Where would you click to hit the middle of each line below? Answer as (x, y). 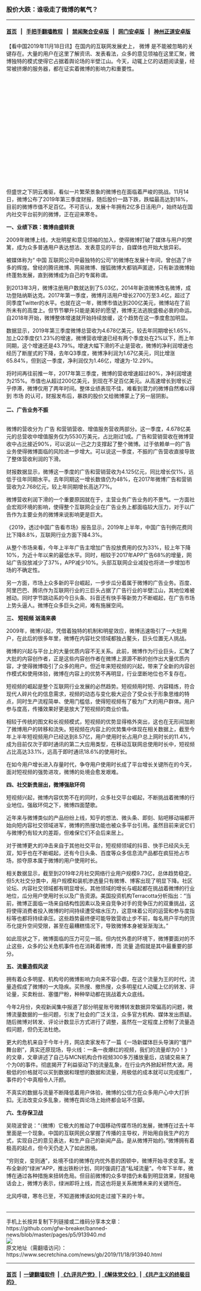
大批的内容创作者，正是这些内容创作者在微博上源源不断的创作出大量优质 (95, 658)
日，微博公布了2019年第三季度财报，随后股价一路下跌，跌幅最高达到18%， (99, 199)
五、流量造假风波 (27, 966)
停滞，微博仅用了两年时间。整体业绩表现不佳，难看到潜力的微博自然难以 (100, 388)
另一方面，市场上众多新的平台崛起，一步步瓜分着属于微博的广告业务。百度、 (100, 582)
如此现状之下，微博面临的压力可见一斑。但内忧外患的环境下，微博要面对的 (98, 939)
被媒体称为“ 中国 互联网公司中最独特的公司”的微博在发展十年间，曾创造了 (97, 260)
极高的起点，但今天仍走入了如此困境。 (53, 1147)
